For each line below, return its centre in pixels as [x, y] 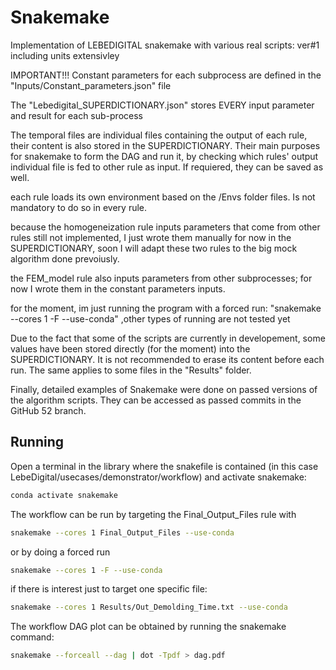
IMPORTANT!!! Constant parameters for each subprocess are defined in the [166, 75]
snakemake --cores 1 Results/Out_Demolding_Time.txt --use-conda [149, 607]
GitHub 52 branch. [48, 410]
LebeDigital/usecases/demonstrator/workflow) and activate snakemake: [158, 477]
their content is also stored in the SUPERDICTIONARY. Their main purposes [165, 145]
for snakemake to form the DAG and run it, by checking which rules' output [164, 156]
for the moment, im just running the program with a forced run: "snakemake [166, 308]
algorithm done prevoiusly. [65, 258]
